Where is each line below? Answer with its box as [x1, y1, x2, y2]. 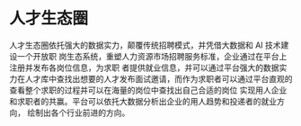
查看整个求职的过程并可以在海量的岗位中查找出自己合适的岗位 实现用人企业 [9, 85, 288, 95]
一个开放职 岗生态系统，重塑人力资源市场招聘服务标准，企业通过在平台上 [16, 50, 288, 61]
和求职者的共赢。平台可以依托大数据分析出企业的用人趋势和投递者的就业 [9, 95, 277, 106]
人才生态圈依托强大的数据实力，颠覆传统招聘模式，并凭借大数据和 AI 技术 [9, 40, 281, 50]
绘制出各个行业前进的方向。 [26, 107, 130, 118]
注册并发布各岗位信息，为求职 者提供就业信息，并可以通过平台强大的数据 [9, 62, 279, 73]
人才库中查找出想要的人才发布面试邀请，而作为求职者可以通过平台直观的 [24, 73, 293, 84]
